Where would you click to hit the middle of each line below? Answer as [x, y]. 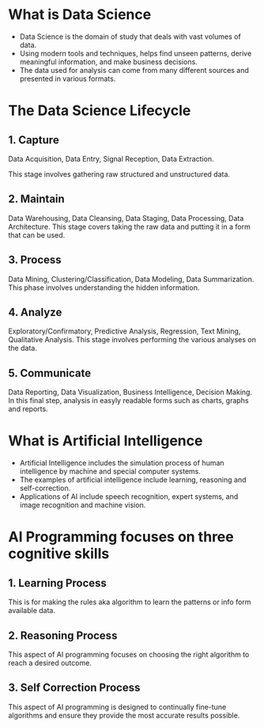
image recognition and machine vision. [83, 505]
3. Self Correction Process [74, 688]
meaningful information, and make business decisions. [108, 62]
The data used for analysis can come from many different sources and [134, 70]
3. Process [35, 260]
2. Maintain [36, 199]
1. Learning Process [57, 583]
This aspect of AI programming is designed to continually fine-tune [117, 707]
